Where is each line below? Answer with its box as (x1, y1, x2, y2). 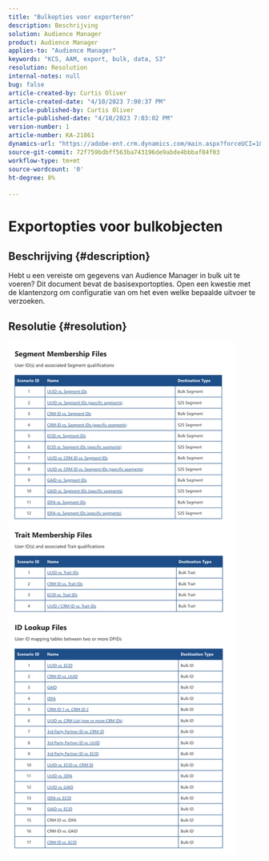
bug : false (8, 80, 45, 88)
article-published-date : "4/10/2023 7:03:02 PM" (8, 115, 174, 123)
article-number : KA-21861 (8, 131, 94, 139)
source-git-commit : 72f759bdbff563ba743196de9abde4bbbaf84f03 (8, 148, 220, 156)
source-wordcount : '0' (8, 165, 84, 173)
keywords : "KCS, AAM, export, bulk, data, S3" (8, 55, 167, 63)
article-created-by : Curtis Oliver (8, 89, 127, 97)
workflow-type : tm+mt (8, 156, 81, 164)
